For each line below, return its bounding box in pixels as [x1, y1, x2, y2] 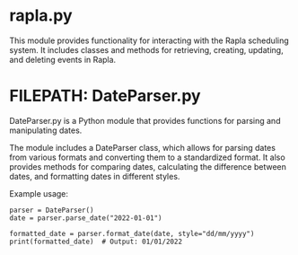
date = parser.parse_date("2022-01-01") [9, 213, 163, 223]
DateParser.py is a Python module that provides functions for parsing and [9, 115, 281, 126]
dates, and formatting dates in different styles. [9, 171, 180, 181]
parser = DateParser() [9, 206, 94, 215]
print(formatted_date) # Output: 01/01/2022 [9, 237, 182, 246]
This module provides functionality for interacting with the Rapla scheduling [9, 35, 289, 46]
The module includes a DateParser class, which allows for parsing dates [9, 142, 276, 153]
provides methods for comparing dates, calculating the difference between [9, 161, 287, 171]
